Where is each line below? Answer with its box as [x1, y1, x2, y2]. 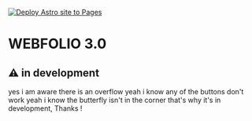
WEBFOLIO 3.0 [8, 35, 107, 53]
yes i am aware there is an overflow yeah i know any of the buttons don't [8, 87, 244, 96]
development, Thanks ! [8, 104, 83, 113]
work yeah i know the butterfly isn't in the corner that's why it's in [8, 95, 221, 104]
